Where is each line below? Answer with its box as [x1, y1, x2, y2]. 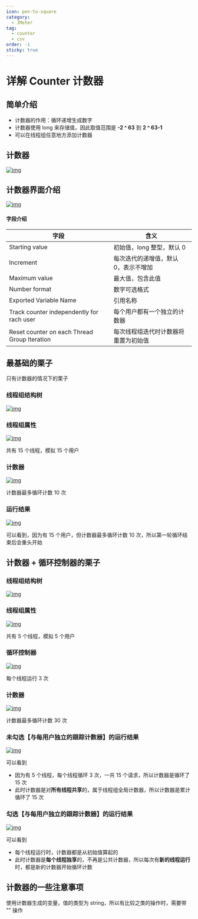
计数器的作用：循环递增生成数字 [14, 116, 93, 124]
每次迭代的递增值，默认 [113, 254, 179, 262]
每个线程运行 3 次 [6, 674, 49, 681]
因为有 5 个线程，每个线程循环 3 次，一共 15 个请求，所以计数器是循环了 [14, 772, 190, 779]
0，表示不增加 [113, 263, 153, 271]
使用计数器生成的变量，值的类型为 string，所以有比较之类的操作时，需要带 [6, 899, 187, 906]
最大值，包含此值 [113, 274, 161, 282]
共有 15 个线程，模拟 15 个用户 [6, 447, 80, 454]
